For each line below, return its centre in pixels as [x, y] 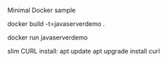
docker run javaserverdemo [48, 37]
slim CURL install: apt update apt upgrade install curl [84, 51]
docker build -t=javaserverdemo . [56, 24]
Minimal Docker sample [42, 10]
